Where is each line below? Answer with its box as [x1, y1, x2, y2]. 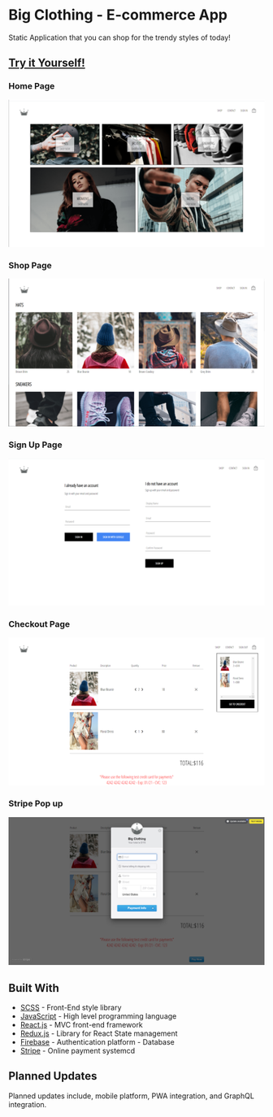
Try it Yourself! [8, 56, 85, 70]
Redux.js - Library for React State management [19, 1028, 178, 1038]
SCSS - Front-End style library [19, 1002, 122, 1013]
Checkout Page [8, 619, 71, 630]
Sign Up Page [8, 439, 63, 450]
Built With [8, 981, 59, 995]
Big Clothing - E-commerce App [8, 6, 227, 24]
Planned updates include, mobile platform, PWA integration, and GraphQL [8, 1091, 254, 1101]
